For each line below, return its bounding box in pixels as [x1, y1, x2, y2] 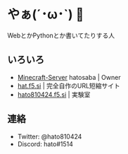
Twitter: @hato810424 [17, 132, 82, 141]
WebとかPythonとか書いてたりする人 [7, 31, 115, 40]
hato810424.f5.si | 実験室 [17, 90, 91, 99]
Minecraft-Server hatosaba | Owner [17, 73, 121, 81]
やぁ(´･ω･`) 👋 [7, 6, 84, 23]
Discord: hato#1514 [17, 139, 74, 148]
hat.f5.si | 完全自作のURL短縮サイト [17, 81, 121, 90]
